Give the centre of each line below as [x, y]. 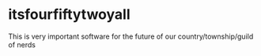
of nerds [22, 44]
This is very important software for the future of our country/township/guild [131, 36]
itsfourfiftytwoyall [69, 15]
